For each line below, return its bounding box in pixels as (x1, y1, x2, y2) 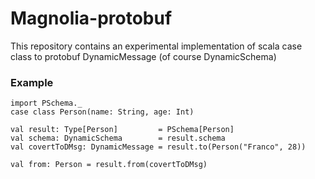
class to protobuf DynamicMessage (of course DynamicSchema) (10, 50, 277, 62)
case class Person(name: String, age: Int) (10, 107, 195, 117)
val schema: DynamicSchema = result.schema (10, 133, 226, 144)
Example (10, 75, 54, 89)
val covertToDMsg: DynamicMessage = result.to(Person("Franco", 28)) (10, 142, 307, 152)
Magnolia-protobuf (10, 7, 173, 30)
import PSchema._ (10, 98, 83, 109)
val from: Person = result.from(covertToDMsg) (10, 160, 208, 170)
